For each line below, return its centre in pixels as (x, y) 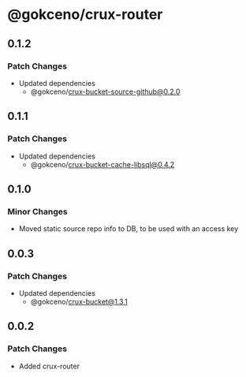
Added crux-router (49, 366)
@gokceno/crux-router (85, 15)
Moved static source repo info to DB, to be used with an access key (129, 229)
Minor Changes (37, 211)
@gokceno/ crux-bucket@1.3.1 (79, 301)
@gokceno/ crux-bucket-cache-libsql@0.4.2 (102, 164)
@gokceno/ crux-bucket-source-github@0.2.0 (105, 91)
